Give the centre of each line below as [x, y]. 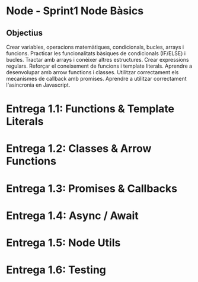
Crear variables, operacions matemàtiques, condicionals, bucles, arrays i [95, 47]
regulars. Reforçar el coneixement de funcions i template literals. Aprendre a [99, 66]
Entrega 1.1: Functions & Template [90, 109]
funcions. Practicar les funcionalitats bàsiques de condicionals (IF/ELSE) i [96, 53]
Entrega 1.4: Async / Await [73, 216]
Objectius [25, 33]
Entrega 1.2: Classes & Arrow [79, 149]
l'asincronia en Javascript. [38, 85]
